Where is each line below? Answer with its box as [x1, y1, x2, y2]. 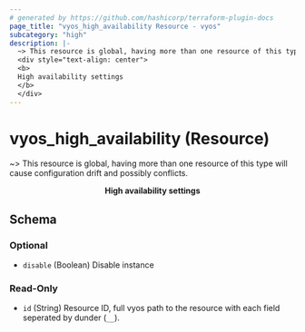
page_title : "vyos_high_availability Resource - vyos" [9, 22, 221, 31]
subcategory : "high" [9, 30, 88, 39]
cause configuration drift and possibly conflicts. [9, 168, 189, 179]
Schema [9, 211, 57, 227]
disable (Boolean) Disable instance [22, 259, 154, 270]
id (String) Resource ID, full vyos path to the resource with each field [22, 303, 280, 314]
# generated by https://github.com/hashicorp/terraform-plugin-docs [9, 13, 274, 23]
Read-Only [9, 282, 59, 295]
